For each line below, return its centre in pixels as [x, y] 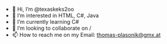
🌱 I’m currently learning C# [45, 22]
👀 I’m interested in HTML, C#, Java [55, 15]
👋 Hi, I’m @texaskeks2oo [43, 9]
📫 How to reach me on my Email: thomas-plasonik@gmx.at [86, 35]
